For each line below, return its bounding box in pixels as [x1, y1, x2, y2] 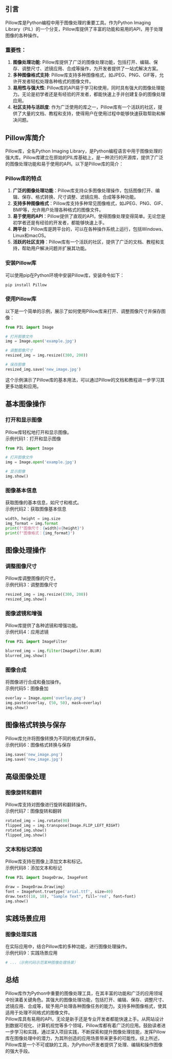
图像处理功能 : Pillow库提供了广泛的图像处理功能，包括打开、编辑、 [12, 59, 154, 65]
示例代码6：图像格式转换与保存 [5, 742, 71, 748]
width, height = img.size [5, 516, 60, 521]
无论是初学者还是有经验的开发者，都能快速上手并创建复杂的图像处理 [21, 91, 165, 98]
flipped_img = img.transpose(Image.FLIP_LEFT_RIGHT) [5, 823, 120, 828]
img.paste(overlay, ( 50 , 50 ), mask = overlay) [5, 701, 102, 706]
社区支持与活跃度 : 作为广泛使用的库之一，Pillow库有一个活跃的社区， [12, 104, 158, 110]
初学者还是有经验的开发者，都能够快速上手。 [12, 220, 107, 226]
